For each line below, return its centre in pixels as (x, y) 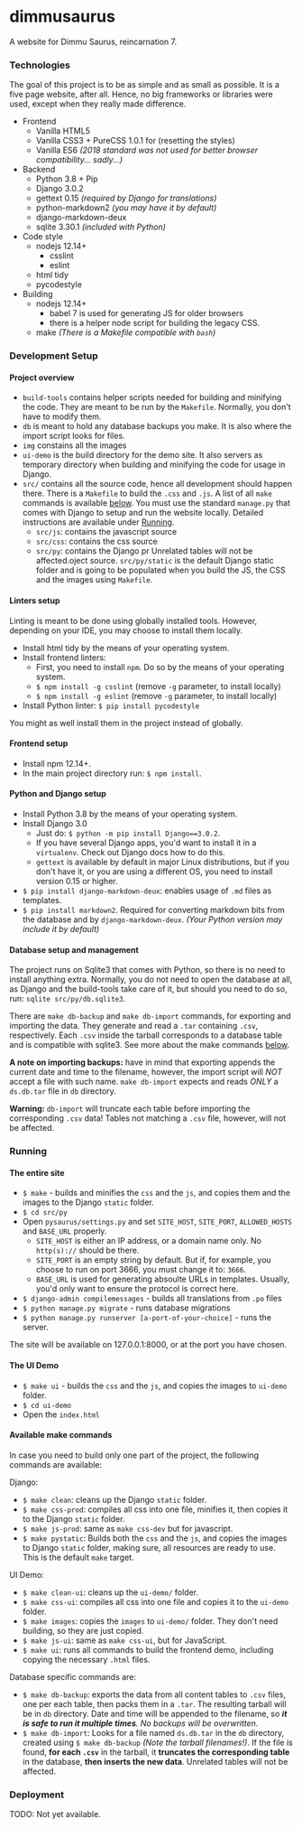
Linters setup (35, 600)
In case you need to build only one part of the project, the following (134, 1455)
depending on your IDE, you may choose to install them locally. (126, 630)
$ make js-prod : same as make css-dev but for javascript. (128, 1528)
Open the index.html (61, 1414)
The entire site (37, 1172)
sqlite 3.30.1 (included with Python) (101, 227)
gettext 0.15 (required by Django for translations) (126, 198)
